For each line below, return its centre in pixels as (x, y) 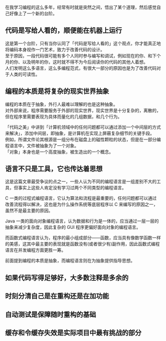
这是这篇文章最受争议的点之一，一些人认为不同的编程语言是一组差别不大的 (81, 181)
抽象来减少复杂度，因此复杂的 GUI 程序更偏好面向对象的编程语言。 (73, 227)
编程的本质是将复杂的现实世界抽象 (57, 91)
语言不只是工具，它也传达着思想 (54, 169)
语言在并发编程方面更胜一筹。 (35, 250)
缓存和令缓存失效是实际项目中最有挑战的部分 (73, 333)
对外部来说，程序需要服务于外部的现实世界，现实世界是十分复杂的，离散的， (83, 110)
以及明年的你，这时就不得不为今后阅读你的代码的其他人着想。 (85, 62)
